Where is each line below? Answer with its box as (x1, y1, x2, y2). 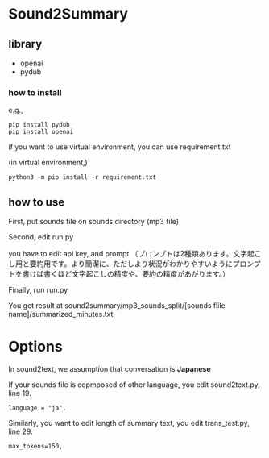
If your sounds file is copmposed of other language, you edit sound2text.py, (8, 380, 260, 389)
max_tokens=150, (8, 443, 63, 451)
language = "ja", (8, 404, 67, 412)
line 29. (8, 427, 34, 436)
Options (8, 338, 63, 356)
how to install (8, 86, 62, 98)
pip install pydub (8, 121, 70, 129)
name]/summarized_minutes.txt (8, 310, 114, 319)
